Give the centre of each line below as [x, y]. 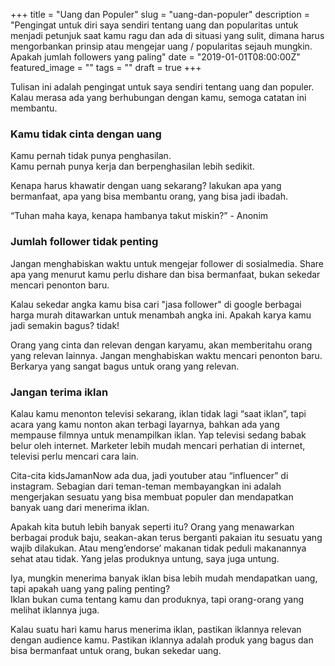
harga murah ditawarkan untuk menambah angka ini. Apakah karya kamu [161, 315]
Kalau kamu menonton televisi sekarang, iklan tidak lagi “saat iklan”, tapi [158, 413]
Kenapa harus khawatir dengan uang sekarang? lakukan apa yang [146, 186]
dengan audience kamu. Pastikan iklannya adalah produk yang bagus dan [162, 640]
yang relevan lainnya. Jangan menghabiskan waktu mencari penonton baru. [166, 355]
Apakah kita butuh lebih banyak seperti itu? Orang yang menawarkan [152, 526]
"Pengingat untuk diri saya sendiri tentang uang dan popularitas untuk [154, 25]
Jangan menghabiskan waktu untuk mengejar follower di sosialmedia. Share [167, 263]
